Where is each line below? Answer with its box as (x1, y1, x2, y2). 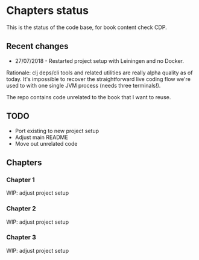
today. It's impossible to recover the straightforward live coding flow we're (6, 75, 191, 82)
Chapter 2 (6, 204, 36, 213)
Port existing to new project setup (14, 127, 99, 134)
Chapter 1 (6, 175, 35, 184)
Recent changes (6, 41, 69, 51)
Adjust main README (14, 134, 68, 141)
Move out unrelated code (14, 140, 78, 147)
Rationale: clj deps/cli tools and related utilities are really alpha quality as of (6, 69, 193, 76)
